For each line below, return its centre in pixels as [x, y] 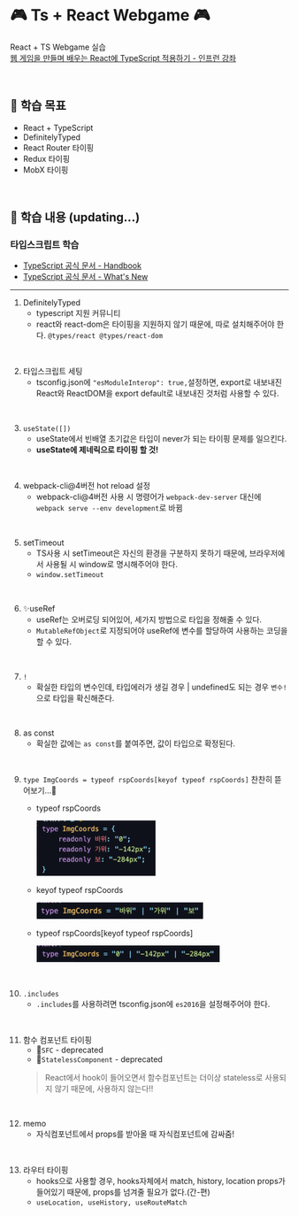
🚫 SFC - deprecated [70, 1050]
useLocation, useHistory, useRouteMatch [111, 1203]
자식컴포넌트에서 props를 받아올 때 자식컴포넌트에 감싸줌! [135, 1134]
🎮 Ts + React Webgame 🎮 [110, 15]
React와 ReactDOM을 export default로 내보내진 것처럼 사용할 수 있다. [157, 394]
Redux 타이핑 [46, 158]
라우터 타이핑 [46, 1170]
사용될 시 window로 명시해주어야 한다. [111, 565]
